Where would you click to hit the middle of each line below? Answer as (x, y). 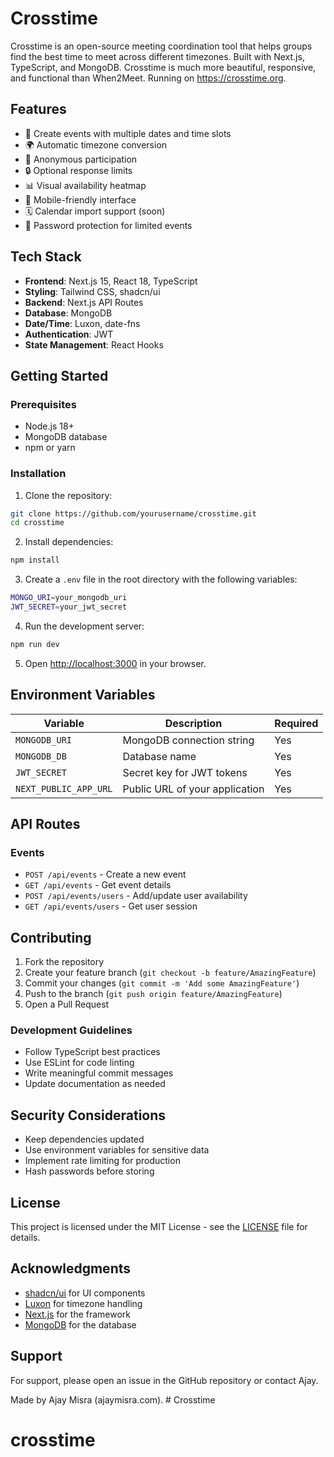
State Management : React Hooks (94, 344)
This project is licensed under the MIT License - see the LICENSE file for (159, 1227)
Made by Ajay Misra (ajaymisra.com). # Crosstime (113, 1399)
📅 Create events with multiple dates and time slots (128, 133)
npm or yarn (50, 448)
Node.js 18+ (49, 426)
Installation (38, 474)
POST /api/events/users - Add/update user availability (136, 896)
